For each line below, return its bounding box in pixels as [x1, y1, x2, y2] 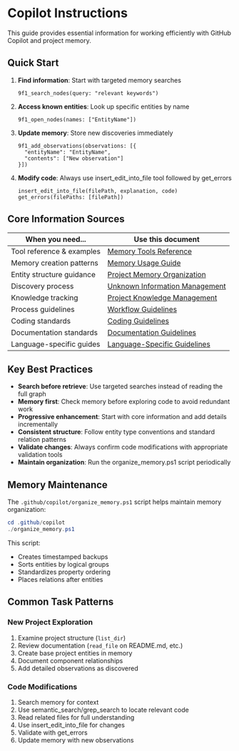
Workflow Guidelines [107, 304, 177, 314]
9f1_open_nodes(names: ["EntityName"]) [17, 116, 137, 123]
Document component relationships [17, 656, 123, 665]
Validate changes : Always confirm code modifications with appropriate [17, 443, 228, 451]
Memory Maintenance [7, 478, 108, 490]
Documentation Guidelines [107, 327, 197, 337]
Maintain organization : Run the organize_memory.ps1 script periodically [17, 458, 231, 467]
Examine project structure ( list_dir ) [17, 633, 126, 642]
